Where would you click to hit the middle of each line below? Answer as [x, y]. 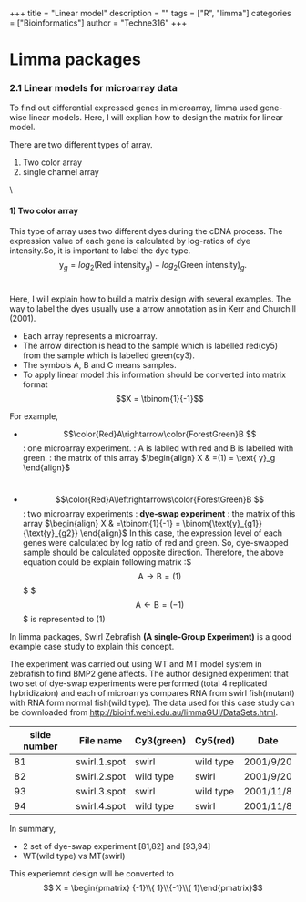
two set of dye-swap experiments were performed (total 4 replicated [138, 683]
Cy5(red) [214, 740]
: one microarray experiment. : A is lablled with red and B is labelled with [158, 448]
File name [101, 740]
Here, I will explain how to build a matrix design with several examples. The [150, 299]
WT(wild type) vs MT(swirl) [74, 856]
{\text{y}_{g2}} [51, 533]
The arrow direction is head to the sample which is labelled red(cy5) [150, 345]
